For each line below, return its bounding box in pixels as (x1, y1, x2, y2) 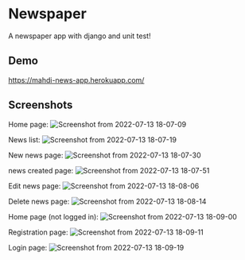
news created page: (8, 165, 74, 175)
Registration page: (8, 227, 68, 237)
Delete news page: (8, 196, 70, 206)
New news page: (8, 150, 64, 160)
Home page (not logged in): (8, 211, 99, 221)
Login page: (8, 243, 48, 252)
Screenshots (8, 99, 73, 112)
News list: (8, 134, 41, 144)
